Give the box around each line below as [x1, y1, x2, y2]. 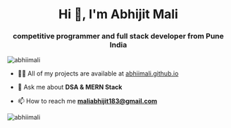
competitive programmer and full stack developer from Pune [13, 31, 224, 41]
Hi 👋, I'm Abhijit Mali [58, 6, 178, 22]
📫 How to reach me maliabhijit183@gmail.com [17, 97, 158, 106]
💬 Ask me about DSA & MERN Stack [17, 83, 123, 92]
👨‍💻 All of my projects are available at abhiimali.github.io [17, 69, 179, 78]
